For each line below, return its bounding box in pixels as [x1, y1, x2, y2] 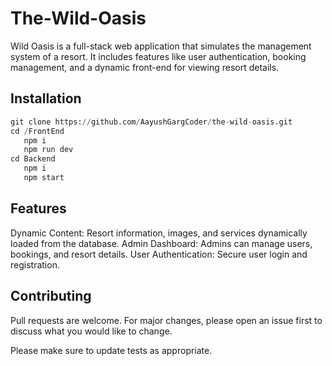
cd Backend [10, 154, 56, 164]
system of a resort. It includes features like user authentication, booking [10, 50, 307, 62]
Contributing [10, 288, 92, 305]
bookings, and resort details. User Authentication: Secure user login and [10, 248, 308, 260]
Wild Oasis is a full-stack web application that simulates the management [10, 40, 312, 52]
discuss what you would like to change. [10, 325, 173, 337]
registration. [10, 258, 60, 271]
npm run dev [23, 145, 74, 155]
